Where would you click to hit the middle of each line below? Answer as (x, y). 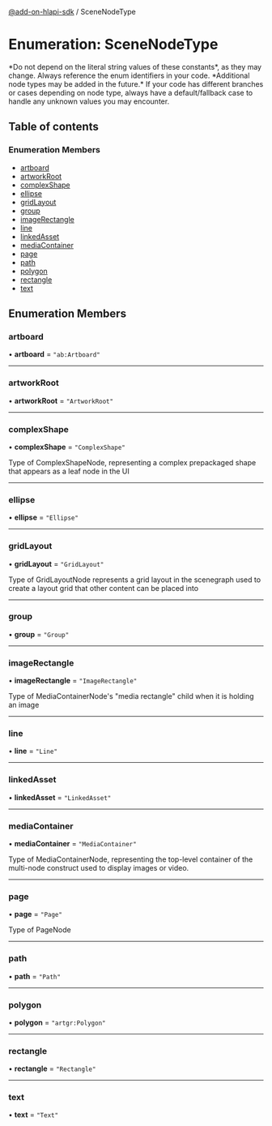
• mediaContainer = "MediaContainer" (72, 843)
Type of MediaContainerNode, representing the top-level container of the (131, 859)
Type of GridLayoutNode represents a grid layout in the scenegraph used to (135, 580)
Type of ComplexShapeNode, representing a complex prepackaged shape (132, 462)
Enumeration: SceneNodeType (113, 45)
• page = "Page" (36, 914)
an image (24, 705)
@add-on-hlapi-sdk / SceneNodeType (72, 12)
